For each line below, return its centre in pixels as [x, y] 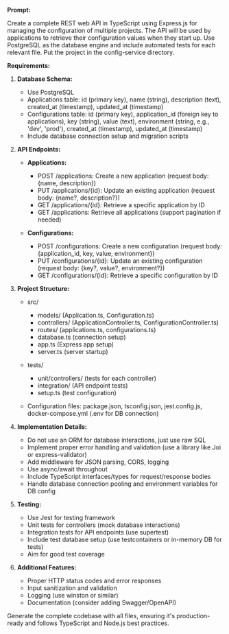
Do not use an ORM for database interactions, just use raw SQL [117, 440]
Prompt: [19, 10]
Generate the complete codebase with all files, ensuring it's [91, 616]
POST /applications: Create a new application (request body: [123, 176]
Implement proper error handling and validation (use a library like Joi [124, 447]
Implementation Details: [52, 427]
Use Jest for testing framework [71, 518]
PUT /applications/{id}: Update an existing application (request [126, 190]
